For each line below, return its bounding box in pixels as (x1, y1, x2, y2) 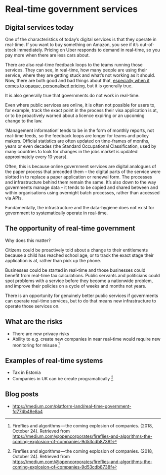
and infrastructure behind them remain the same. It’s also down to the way (5, 179, 157, 185)
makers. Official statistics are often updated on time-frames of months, (5, 138, 150, 144)
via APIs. (5, 195, 23, 201)
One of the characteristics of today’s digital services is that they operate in (5, 36, 157, 42)
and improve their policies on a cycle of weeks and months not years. (5, 283, 147, 289)
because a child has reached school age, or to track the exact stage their (5, 252, 154, 258)
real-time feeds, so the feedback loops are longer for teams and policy (5, 133, 149, 138)
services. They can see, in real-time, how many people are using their (5, 67, 147, 73)
